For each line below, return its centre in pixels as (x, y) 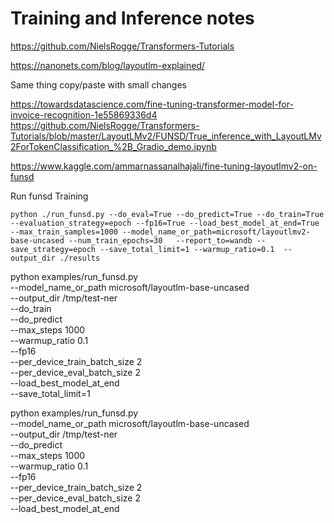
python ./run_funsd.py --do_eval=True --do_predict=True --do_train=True (167, 214)
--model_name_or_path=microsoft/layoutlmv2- (216, 232)
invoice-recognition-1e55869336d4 (84, 114)
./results (80, 258)
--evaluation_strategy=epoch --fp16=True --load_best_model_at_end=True (165, 223)
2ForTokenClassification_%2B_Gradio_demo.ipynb (113, 146)
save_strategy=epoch (53, 249)
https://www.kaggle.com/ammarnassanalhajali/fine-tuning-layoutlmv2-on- (164, 166)
